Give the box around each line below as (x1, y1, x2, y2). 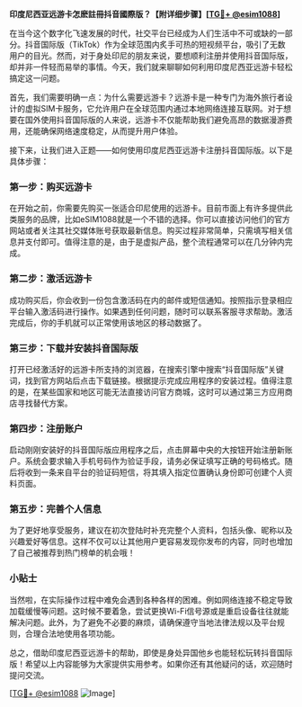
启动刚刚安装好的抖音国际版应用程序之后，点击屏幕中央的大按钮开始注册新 (9, 444, 285, 455)
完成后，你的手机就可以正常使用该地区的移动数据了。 (9, 317, 207, 327)
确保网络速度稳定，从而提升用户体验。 (40, 126, 182, 136)
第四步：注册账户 (9, 422, 84, 434)
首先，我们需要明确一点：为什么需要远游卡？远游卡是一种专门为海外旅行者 (9, 92, 285, 103)
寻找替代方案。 (16, 398, 73, 408)
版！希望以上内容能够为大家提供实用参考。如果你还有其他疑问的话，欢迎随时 (9, 658, 293, 669)
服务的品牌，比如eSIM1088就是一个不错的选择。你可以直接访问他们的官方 (16, 214, 290, 225)
